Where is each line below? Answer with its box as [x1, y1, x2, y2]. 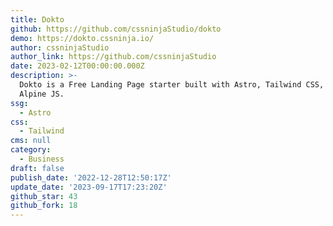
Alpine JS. [19, 89, 65, 99]
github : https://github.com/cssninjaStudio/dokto [10, 24, 222, 34]
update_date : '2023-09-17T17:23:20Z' [10, 182, 168, 192]
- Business [19, 154, 65, 164]
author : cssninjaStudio [10, 42, 110, 53]
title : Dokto [10, 14, 65, 25]
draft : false [10, 163, 65, 173]
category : [10, 145, 52, 155]
